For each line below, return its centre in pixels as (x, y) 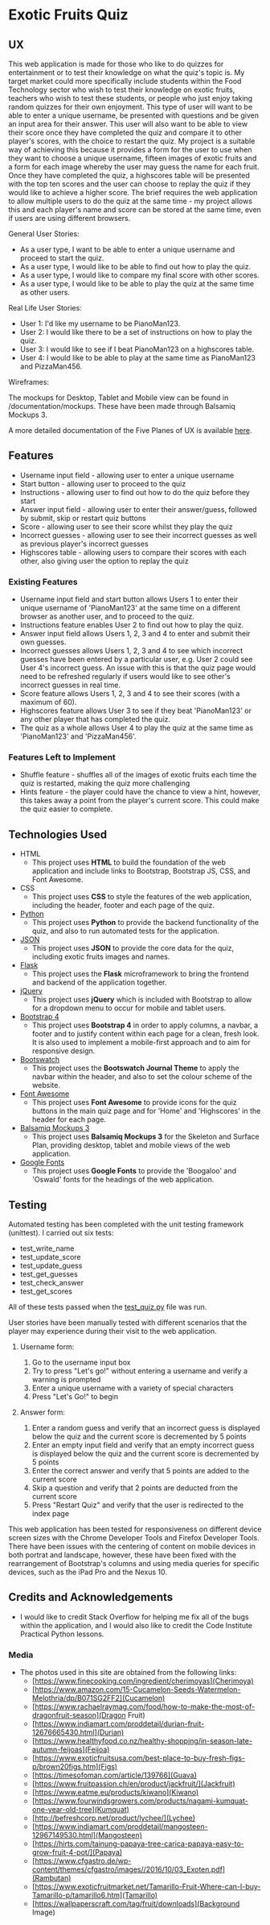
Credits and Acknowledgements (91, 1597)
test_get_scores (46, 1291)
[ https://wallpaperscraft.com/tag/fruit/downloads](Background (136, 1904)
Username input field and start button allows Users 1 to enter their (129, 599)
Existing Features (43, 581)
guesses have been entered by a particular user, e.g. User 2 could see (136, 660)
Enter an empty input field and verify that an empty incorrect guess (143, 1445)
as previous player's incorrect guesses (84, 544)
